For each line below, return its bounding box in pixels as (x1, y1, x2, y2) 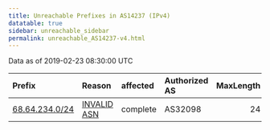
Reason (81, 80, 112, 91)
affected (121, 80, 154, 91)
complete (121, 104, 157, 115)
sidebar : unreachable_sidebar (8, 26, 110, 35)
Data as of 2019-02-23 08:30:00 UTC (8, 56, 133, 66)
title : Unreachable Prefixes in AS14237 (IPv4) (8, 11, 171, 20)
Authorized (164, 75, 209, 87)
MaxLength (215, 80, 261, 91)
